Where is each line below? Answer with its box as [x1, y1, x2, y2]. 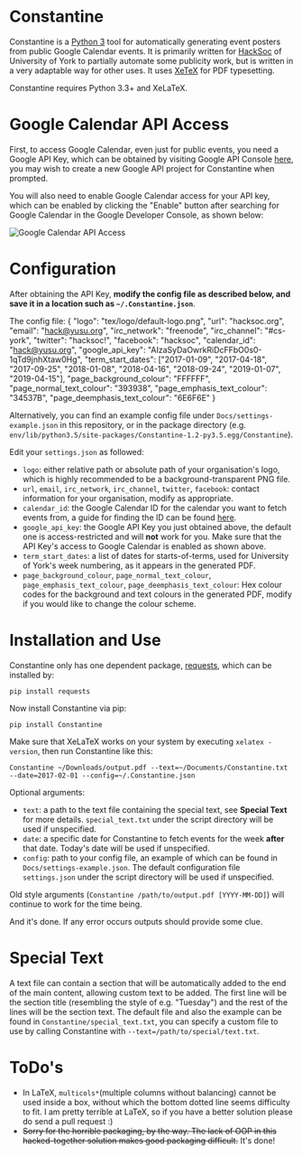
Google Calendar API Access [9, 115, 230, 135]
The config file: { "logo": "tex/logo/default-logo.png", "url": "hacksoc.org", [9, 315, 285, 326]
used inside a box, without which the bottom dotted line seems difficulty [22, 1096, 290, 1107]
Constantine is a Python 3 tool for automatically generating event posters [9, 36, 281, 47]
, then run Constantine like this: [37, 745, 153, 756]
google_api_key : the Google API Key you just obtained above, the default [22, 521, 291, 532]
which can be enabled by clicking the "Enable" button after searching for [9, 200, 279, 210]
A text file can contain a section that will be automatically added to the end [9, 977, 287, 988]
